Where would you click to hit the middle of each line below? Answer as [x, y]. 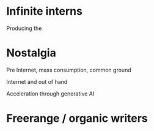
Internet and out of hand [37, 81]
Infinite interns [44, 11]
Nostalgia [31, 53]
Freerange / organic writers [77, 118]
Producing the [24, 28]
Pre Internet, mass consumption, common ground [69, 70]
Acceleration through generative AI [50, 94]
